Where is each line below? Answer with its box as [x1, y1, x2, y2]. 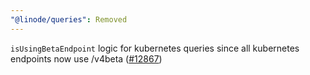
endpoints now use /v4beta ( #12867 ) [10, 52, 163, 65]
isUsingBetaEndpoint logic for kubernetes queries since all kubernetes [10, 42, 300, 54]
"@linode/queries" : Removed [10, 14, 128, 25]
